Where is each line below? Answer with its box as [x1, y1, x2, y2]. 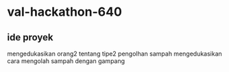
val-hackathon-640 [7, 4, 122, 20]
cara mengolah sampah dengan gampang [7, 57, 125, 65]
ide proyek [7, 32, 53, 43]
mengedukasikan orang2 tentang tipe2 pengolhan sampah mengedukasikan [7, 49, 223, 58]
